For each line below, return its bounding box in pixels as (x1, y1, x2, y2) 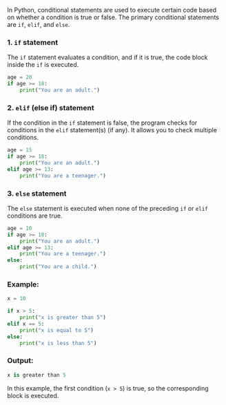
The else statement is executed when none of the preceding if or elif (7, 204, 208, 212)
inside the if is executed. (7, 61, 79, 69)
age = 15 (7, 147, 32, 154)
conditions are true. (7, 211, 63, 220)
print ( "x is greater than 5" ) (19, 314, 107, 321)
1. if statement (7, 37, 59, 47)
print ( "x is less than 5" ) (19, 340, 97, 346)
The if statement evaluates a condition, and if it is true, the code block (7, 53, 208, 61)
